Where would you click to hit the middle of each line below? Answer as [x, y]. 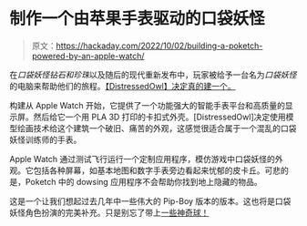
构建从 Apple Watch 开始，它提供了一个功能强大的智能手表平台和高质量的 [147, 105]
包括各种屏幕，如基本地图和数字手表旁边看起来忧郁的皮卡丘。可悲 [157, 170]
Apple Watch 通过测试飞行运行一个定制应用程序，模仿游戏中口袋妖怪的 [142, 159]
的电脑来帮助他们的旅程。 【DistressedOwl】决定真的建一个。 [123, 86]
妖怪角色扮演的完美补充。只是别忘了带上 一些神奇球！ [109, 212]
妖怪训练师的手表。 [46, 139]
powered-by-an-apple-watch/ [88, 56]
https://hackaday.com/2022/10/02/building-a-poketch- [159, 46]
